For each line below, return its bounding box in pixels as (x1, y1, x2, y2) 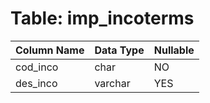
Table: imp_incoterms (10, 7, 195, 30)
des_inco (15, 76, 58, 90)
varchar (94, 76, 131, 90)
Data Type (94, 43, 145, 57)
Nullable (153, 43, 195, 57)
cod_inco (15, 60, 59, 74)
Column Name (15, 43, 85, 57)
